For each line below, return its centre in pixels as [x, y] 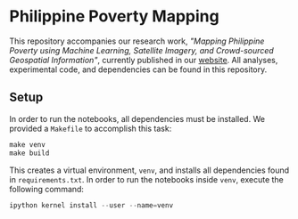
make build [29, 153]
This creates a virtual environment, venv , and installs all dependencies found [149, 170]
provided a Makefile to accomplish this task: [91, 128]
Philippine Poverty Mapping [115, 16]
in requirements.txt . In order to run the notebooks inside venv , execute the [146, 179]
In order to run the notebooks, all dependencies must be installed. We [137, 118]
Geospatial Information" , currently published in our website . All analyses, [144, 60]
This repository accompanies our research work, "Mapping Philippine [137, 41]
